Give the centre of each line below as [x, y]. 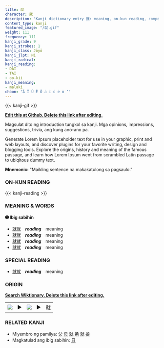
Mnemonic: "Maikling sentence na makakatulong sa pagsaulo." [69, 170]
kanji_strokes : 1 [23, 46]
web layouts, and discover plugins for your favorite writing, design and [76, 145]
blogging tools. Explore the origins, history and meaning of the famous [76, 149]
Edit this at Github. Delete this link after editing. [54, 115]
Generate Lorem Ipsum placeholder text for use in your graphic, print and [79, 139]
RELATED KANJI [25, 323]
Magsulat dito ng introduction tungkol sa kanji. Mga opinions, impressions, [80, 124]
